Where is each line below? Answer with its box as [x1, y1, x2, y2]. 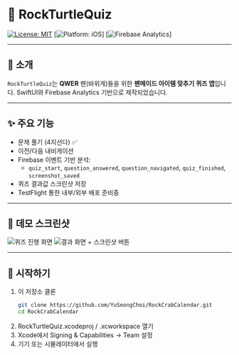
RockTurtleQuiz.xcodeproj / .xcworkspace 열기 [17, 322, 154, 330]
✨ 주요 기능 [7, 117, 55, 130]
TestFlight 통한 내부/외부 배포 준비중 [17, 188, 119, 197]
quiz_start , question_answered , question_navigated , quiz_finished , [28, 163, 226, 172]
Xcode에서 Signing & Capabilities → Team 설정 [17, 330, 153, 339]
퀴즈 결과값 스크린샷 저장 [17, 179, 87, 187]
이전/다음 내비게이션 [17, 146, 74, 155]
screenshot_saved [28, 172, 80, 180]
